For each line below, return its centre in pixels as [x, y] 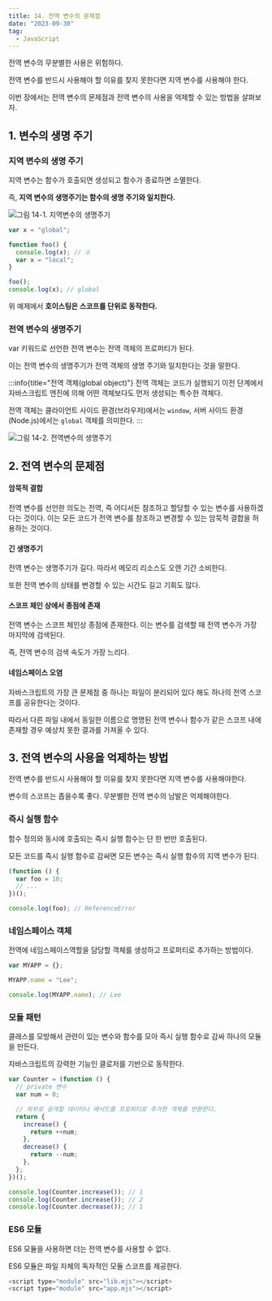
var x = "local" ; [45, 260]
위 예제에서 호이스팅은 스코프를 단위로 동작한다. [83, 307]
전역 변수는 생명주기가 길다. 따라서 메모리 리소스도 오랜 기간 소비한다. [118, 568]
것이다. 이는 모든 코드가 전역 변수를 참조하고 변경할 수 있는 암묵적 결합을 [137, 518]
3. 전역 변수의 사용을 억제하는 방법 [89, 757]
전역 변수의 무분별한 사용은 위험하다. [66, 63]
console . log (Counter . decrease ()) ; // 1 [76, 1207]
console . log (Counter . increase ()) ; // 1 [76, 1192]
